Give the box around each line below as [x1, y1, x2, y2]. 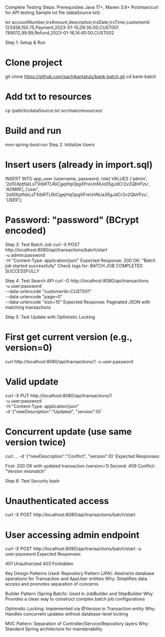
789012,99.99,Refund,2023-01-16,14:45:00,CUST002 [5, 30, 115, 35]
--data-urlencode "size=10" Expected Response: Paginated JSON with [5, 299, 151, 305]
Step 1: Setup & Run [5, 39, 46, 45]
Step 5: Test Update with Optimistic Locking [5, 314, 96, 320]
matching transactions [5, 304, 51, 310]
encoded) [5, 225, 46, 236]
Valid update [5, 376, 59, 387]
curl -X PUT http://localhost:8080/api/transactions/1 [5, 392, 112, 399]
